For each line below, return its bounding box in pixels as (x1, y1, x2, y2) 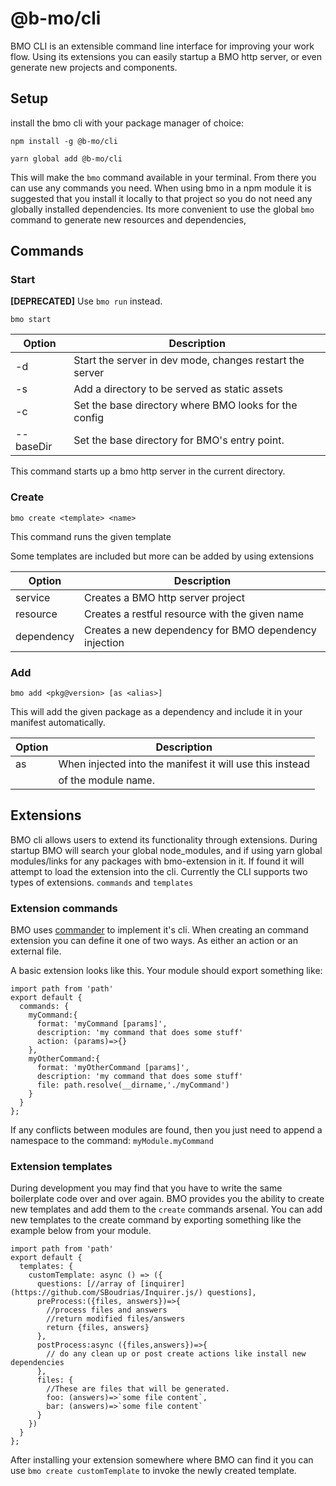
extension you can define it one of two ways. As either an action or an (10, 935, 298, 947)
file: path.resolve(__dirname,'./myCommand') (36, 1080, 230, 1091)
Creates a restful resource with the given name (84, 607, 304, 621)
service (15, 590, 51, 604)
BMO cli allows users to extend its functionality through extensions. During (10, 833, 318, 846)
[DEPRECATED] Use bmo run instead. (10, 295, 163, 307)
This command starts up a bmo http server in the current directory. (10, 465, 286, 477)
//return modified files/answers (46, 1314, 186, 1324)
